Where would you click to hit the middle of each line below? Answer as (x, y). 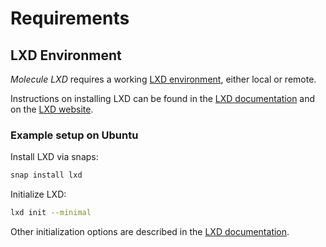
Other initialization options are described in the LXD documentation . (150, 232)
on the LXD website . (52, 109)
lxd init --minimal (51, 213)
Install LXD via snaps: (54, 157)
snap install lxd (46, 175)
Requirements (70, 18)
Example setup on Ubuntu (74, 135)
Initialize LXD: (38, 194)
